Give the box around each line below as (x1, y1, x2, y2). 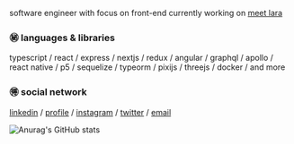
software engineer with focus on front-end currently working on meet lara (9, 8, 283, 18)
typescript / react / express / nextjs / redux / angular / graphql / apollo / (9, 53, 274, 64)
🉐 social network (9, 86, 87, 98)
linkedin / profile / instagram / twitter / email (9, 106, 172, 117)
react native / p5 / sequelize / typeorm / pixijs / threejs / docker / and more (9, 62, 286, 72)
